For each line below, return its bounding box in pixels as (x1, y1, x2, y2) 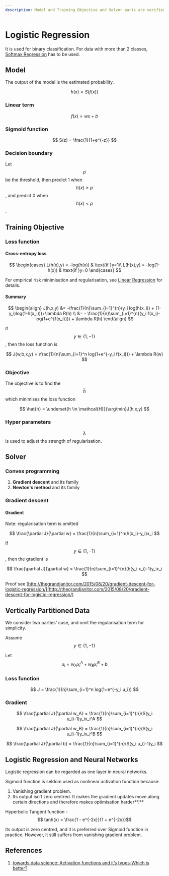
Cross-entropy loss (5, 251, 47, 257)
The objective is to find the (5, 380, 61, 386)
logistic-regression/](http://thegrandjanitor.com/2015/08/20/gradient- (5, 586, 150, 593)
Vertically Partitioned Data (5, 606, 90, 615)
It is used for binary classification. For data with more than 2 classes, (5, 46, 148, 52)
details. (5, 282, 21, 288)
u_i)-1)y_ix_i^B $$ (66, 731, 103, 737)
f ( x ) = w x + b (71, 113, 98, 119)
